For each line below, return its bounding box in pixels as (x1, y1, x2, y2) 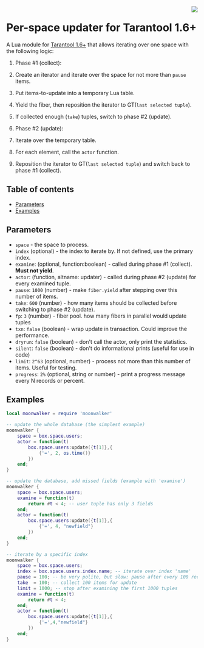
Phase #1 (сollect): (15, 59, 62, 66)
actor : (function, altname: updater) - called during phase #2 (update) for (15, 273, 196, 280)
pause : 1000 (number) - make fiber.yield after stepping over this (15, 286, 178, 293)
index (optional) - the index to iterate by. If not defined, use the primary (15, 247, 193, 255)
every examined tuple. (15, 280, 71, 287)
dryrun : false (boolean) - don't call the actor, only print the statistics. (15, 338, 188, 345)
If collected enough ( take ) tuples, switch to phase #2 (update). (15, 113, 172, 120)
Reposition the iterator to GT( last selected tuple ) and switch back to (15, 160, 190, 167)
